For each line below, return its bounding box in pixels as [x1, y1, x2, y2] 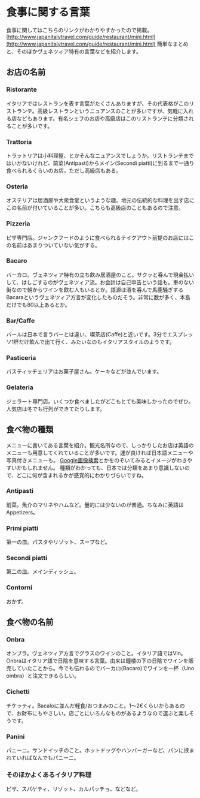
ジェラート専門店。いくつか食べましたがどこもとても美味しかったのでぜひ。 [6, 398, 194, 405]
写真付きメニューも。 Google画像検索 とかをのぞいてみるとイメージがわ [6, 456, 182, 463]
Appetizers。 [6, 508, 39, 516]
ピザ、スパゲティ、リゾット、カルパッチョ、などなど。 [6, 785, 141, 793]
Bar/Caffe [6, 316, 35, 324]
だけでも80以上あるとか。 [6, 301, 70, 308]
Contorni [6, 583, 33, 592]
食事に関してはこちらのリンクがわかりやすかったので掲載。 [6, 26, 153, 34]
